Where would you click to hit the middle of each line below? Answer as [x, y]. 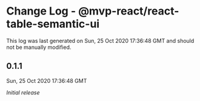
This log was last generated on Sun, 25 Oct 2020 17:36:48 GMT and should [100, 41]
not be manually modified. [39, 47]
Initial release [23, 93]
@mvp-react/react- [128, 11]
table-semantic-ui [53, 24]
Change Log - [41, 11]
